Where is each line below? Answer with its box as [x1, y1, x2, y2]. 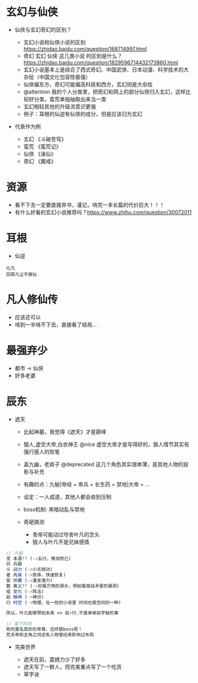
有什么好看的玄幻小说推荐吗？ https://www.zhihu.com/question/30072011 [14, 208, 192, 216]
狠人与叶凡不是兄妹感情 [32, 538, 90, 545]
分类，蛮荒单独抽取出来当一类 [34, 95, 107, 102]
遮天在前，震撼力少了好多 [23, 656, 86, 663]
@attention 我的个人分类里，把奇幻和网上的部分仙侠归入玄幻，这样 [23, 88, 186, 95]
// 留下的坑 [6, 621, 32, 627]
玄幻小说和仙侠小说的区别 [23, 38, 86, 46]
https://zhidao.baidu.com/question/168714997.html [23, 45, 147, 52]
